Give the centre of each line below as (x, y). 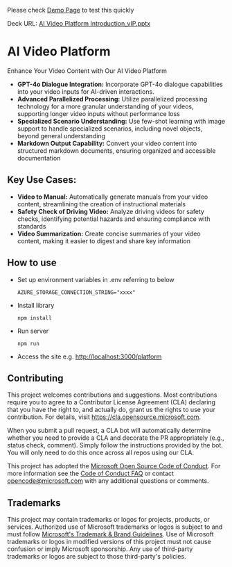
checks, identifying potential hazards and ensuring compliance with (114, 219)
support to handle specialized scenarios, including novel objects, (110, 129)
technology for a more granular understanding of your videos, (105, 106)
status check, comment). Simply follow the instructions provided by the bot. (115, 445)
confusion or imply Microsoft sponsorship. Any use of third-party (100, 549)
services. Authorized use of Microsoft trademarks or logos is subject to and (115, 527)
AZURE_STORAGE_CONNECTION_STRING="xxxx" (76, 292)
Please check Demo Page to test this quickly (71, 10)
